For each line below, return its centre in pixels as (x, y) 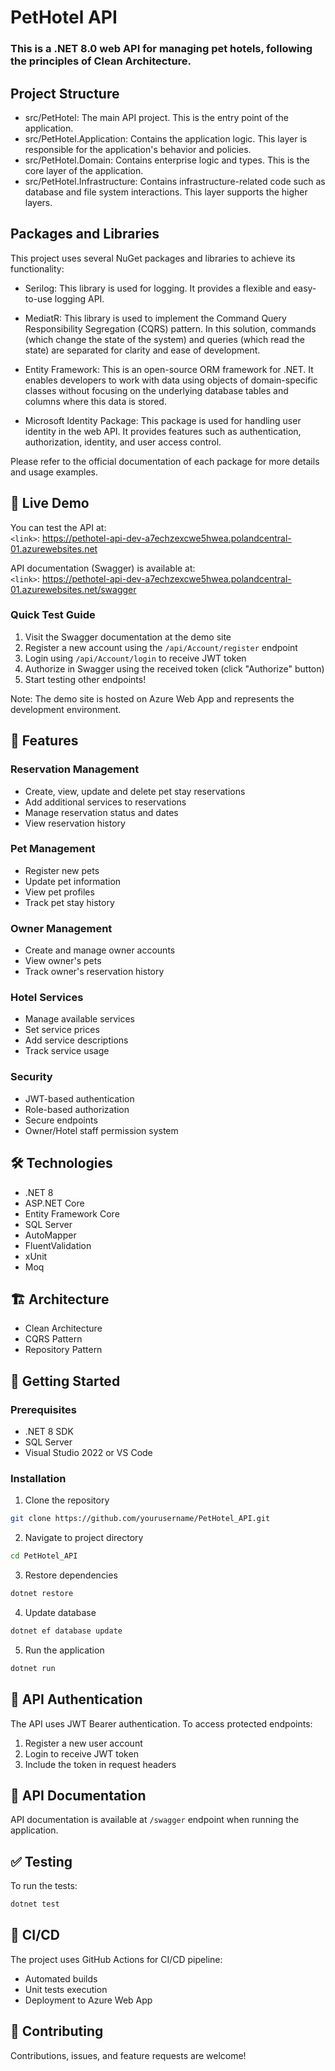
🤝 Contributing (57, 2031)
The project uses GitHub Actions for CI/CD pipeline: (116, 1959)
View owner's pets (63, 961)
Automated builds (61, 1978)
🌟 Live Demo (50, 503)
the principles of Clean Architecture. (101, 61)
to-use (38, 298)
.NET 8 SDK (49, 1432)
